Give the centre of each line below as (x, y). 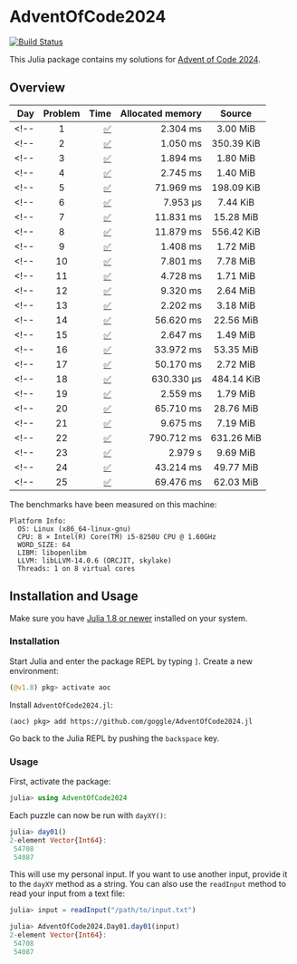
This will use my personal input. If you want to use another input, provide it (148, 874)
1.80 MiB (236, 158)
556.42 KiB (236, 231)
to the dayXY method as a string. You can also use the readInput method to (148, 884)
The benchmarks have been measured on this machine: (113, 504)
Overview (38, 88)
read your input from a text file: (67, 893)
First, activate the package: (60, 782)
